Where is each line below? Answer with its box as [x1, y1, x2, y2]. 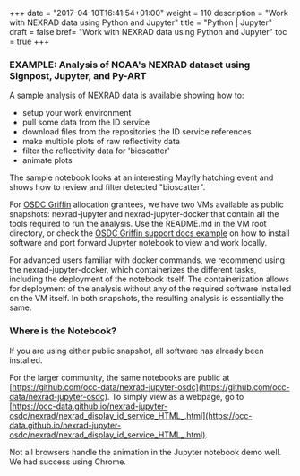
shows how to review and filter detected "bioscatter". [9, 182, 206, 193]
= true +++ [9, 36, 50, 47]
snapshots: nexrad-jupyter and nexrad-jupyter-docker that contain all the [9, 209, 279, 220]
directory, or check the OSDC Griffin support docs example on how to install [9, 228, 290, 238]
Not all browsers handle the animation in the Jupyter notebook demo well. [9, 446, 282, 457]
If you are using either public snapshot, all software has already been [9, 345, 264, 356]
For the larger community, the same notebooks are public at [9, 372, 230, 383]
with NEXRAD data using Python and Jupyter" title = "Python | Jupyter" [9, 17, 273, 28]
